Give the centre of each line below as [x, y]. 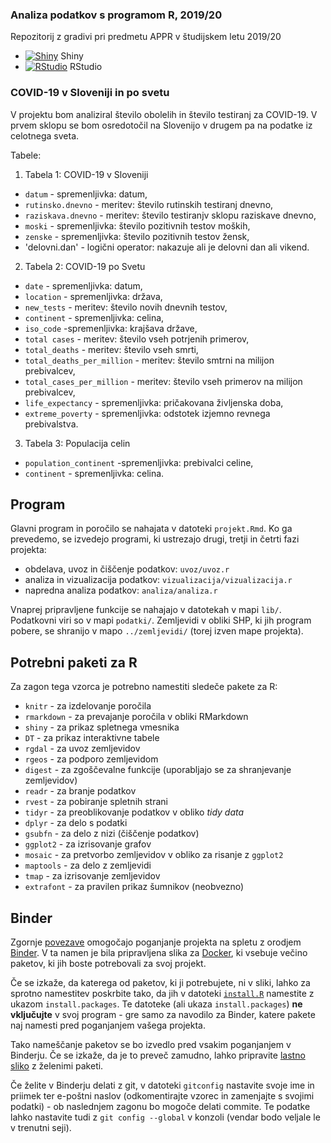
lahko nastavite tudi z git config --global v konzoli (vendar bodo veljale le [165, 1117]
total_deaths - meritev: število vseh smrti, [111, 349]
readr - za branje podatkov [80, 791]
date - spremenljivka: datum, [83, 285]
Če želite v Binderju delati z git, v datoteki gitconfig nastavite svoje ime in [162, 1085]
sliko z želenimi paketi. [57, 1066]
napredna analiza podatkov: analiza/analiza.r [121, 590]
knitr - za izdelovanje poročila [88, 706]
